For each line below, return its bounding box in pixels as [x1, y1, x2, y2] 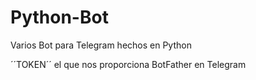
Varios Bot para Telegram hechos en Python [10, 39, 192, 51]
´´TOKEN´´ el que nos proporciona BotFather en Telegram [10, 58, 247, 70]
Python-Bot [10, 6, 109, 29]
